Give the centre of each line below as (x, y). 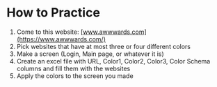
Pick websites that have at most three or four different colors (103, 46)
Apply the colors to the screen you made (75, 76)
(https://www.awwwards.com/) (61, 39)
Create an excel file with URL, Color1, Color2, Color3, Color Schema (113, 61)
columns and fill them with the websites (73, 68)
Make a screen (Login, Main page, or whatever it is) (90, 54)
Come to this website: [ (50, 32)
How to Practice (53, 13)
